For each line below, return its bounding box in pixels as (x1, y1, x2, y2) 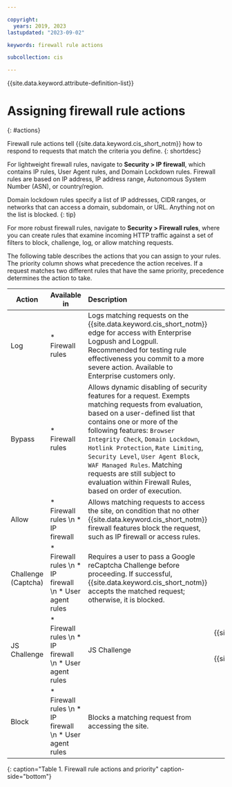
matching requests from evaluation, (88, 400, 203, 409)
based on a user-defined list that (88, 409, 195, 418)
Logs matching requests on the (88, 311, 188, 320)
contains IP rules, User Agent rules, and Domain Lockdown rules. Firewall (7, 167, 216, 176)
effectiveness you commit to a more (88, 354, 205, 364)
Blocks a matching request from (88, 713, 192, 723)
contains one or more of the (88, 417, 178, 427)
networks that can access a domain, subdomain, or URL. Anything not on (7, 203, 215, 212)
